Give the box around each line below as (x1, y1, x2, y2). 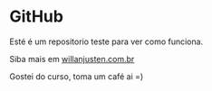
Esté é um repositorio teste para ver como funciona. (9, 36, 204, 47)
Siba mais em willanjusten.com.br (9, 53, 135, 64)
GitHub (9, 6, 63, 27)
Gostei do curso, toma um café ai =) (9, 70, 144, 82)
